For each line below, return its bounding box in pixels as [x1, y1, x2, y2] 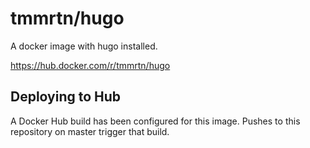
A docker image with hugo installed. [10, 40, 158, 52]
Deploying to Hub [10, 88, 122, 106]
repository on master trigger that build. [10, 125, 170, 137]
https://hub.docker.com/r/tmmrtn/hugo [10, 59, 171, 71]
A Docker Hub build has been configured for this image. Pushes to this [10, 115, 301, 127]
